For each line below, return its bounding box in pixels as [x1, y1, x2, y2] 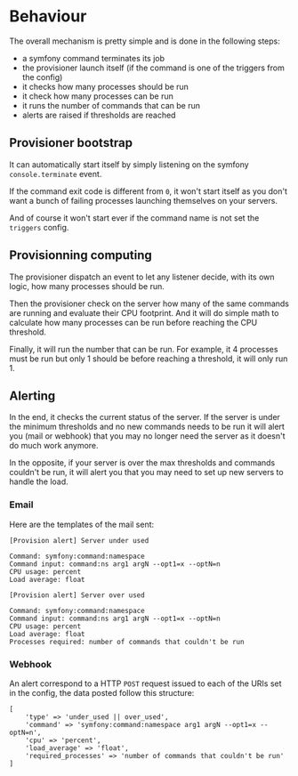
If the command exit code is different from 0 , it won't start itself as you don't [9, 185, 287, 197]
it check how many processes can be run [21, 91, 173, 101]
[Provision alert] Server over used [9, 590, 145, 600]
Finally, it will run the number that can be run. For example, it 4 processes [9, 344, 278, 354]
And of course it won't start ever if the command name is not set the [9, 212, 260, 223]
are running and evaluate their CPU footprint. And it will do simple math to [9, 307, 279, 318]
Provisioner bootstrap [9, 135, 133, 150]
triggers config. [9, 222, 69, 232]
